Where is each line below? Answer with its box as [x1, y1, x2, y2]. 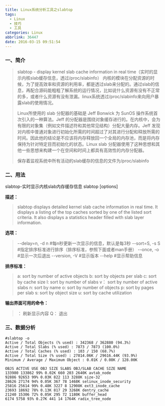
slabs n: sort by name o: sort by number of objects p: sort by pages [17, 285, 154, 291]
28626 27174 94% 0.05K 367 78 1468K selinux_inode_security [5, 379, 132, 384]
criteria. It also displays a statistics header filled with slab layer [17, 215, 144, 221]
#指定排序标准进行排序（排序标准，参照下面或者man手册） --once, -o [17, 247, 159, 253]
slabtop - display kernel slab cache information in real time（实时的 [17, 69, 154, 75]
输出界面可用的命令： [5, 300, 48, 306]
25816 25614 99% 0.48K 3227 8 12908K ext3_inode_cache [5, 383, 120, 388]
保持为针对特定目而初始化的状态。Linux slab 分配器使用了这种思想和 [17, 141, 156, 147]
